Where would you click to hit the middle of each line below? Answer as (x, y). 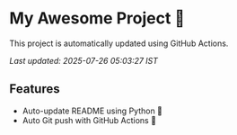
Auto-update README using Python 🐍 (92, 111)
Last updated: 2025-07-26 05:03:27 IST (84, 60)
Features (35, 89)
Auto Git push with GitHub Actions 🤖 (89, 120)
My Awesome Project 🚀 (97, 18)
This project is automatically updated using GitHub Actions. (119, 43)
